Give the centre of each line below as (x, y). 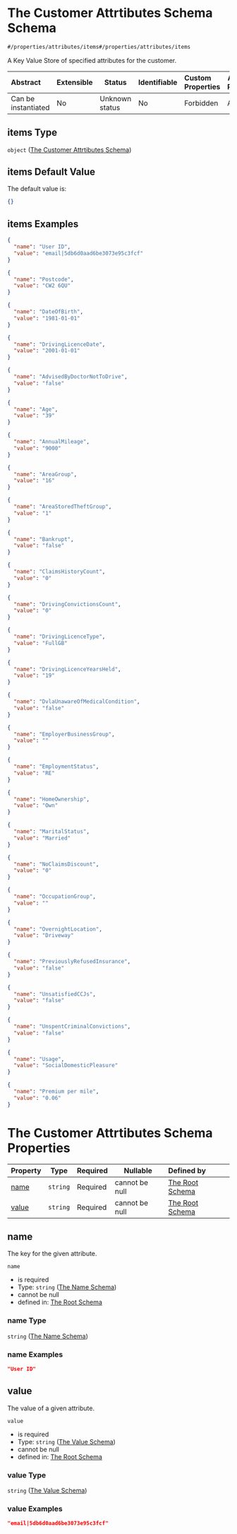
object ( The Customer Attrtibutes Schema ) (69, 149)
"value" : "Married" (42, 838)
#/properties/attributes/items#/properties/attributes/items (99, 47)
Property (26, 1170)
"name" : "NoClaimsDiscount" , (56, 864)
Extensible (74, 82)
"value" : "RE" (34, 773)
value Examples (35, 1509)
